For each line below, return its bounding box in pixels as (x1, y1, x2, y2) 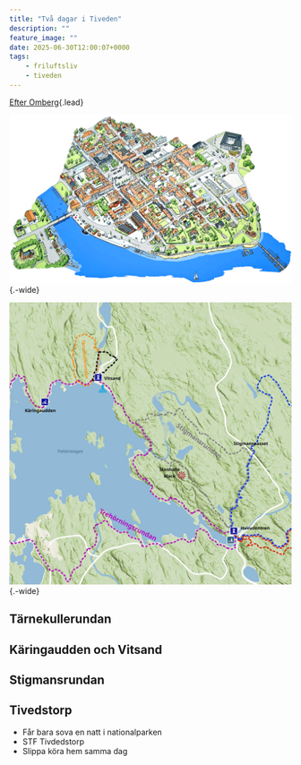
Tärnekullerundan (9, 612, 112, 627)
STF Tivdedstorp (21, 735, 85, 747)
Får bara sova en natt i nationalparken (21, 726, 163, 737)
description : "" (9, 23, 70, 33)
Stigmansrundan (9, 673, 105, 688)
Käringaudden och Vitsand (9, 641, 163, 658)
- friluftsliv (25, 62, 78, 71)
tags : (9, 52, 30, 62)
